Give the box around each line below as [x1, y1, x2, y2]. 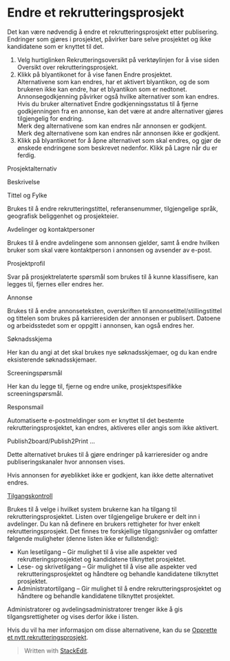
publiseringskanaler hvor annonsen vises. [7, 457, 125, 466]
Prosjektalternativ [7, 164, 57, 172]
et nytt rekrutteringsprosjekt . [7, 633, 88, 641]
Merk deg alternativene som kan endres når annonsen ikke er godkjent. [17, 129, 220, 137]
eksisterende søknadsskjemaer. [7, 355, 97, 364]
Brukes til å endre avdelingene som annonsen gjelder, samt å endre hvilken [7, 238, 220, 246]
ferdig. [17, 150, 36, 159]
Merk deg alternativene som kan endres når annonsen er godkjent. [17, 121, 207, 130]
